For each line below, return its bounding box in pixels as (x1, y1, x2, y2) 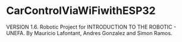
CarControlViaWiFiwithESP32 (6, 4, 156, 17)
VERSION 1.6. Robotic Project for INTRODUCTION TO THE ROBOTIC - (6, 23, 177, 30)
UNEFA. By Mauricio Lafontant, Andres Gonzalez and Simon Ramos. (6, 29, 172, 36)
